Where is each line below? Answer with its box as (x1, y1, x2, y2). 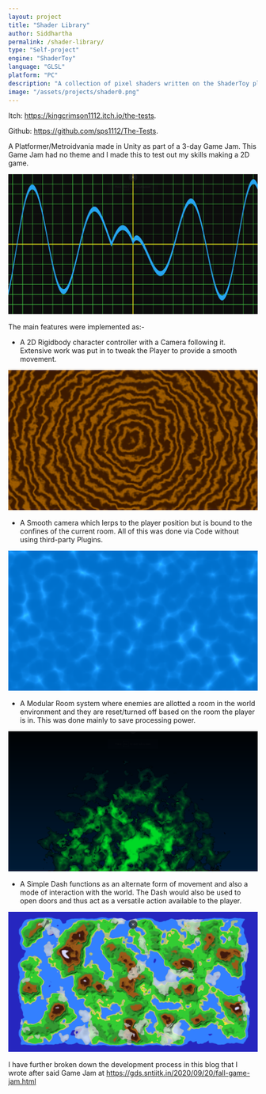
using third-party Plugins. (19, 534, 103, 544)
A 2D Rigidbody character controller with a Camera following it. (19, 337, 226, 347)
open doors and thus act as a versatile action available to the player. (19, 895, 242, 906)
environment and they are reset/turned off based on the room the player (19, 707, 256, 716)
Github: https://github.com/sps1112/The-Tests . (8, 126, 158, 135)
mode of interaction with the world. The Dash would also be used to (19, 887, 241, 897)
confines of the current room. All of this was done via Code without (19, 526, 239, 536)
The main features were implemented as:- (8, 321, 145, 332)
